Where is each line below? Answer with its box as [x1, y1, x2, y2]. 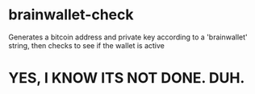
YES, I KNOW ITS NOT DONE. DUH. [8, 69, 245, 88]
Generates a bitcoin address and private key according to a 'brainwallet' [8, 32, 248, 42]
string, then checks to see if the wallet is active [8, 40, 165, 50]
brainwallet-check [8, 6, 134, 24]
